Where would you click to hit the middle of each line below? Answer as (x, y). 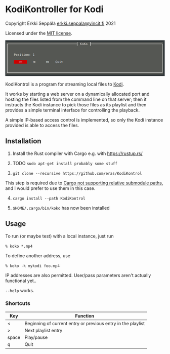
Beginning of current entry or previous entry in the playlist (85, 323)
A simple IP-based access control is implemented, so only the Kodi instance (84, 120)
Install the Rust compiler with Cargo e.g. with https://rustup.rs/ (77, 153)
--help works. (20, 290)
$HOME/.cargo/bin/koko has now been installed (61, 208)
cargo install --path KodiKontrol (49, 199)
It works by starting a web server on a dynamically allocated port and (77, 94)
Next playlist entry (44, 330)
